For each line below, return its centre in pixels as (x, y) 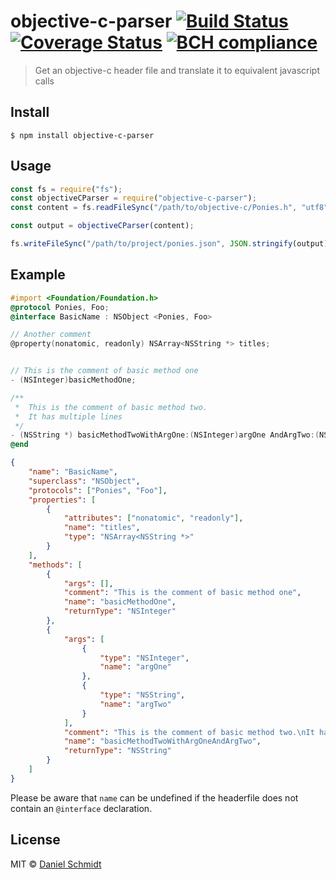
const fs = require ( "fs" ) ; (66, 189)
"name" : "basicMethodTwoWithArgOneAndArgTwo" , (162, 741)
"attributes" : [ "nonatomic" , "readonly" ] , (153, 518)
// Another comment (51, 335)
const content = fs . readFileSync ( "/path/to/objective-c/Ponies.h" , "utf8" (169, 208)
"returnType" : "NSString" (117, 751)
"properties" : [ (62, 500)
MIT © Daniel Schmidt (56, 864)
